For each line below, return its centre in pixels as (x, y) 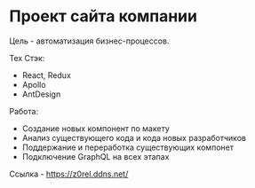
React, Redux (46, 75)
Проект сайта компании (104, 16)
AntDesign (41, 94)
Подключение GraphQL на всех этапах (96, 156)
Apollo (34, 84)
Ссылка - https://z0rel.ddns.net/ (69, 174)
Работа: (24, 111)
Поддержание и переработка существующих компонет (127, 147)
